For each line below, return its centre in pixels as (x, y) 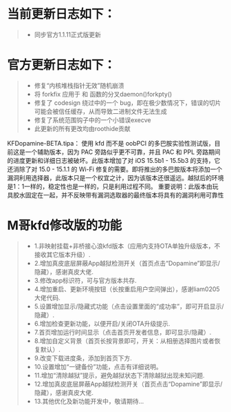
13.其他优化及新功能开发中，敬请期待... (89, 401)
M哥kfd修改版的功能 (65, 226)
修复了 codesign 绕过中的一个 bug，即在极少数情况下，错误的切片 (128, 102)
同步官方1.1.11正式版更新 (68, 35)
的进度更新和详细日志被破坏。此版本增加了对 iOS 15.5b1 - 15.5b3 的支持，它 (114, 160)
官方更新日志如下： (62, 65)
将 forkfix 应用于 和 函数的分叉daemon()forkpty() (103, 94)
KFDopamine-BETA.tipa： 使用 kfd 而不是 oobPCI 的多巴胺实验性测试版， (111, 143)
